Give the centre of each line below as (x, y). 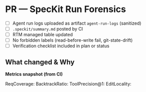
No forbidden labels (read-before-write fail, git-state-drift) (72, 40)
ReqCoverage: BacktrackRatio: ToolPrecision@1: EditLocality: (68, 84)
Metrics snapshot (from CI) (34, 74)
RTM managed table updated (42, 35)
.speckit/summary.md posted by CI (48, 29)
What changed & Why (40, 62)
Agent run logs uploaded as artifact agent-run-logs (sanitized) (77, 23)
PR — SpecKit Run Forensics (66, 9)
